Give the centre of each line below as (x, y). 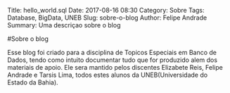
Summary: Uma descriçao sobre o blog (64, 25)
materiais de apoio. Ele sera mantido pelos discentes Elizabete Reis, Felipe (115, 67)
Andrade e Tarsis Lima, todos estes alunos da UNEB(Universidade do (108, 75)
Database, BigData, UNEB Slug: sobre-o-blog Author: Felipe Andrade (107, 18)
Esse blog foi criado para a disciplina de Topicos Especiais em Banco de (112, 52)
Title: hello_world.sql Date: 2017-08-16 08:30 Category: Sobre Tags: (106, 10)
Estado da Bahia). (33, 82)
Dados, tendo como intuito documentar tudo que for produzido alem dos (113, 60)
